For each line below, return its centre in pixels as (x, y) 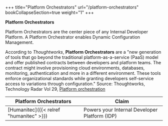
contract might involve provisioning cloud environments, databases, (75, 68)
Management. (19, 42)
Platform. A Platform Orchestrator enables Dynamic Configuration (73, 37)
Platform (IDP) (100, 116)
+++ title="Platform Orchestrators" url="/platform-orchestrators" (72, 7)
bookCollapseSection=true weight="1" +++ (49, 12)
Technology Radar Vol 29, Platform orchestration (55, 89)
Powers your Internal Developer (120, 110)
